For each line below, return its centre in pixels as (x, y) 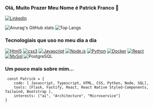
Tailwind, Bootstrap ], (29, 91)
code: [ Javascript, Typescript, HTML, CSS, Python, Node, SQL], (81, 83)
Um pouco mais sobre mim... (40, 69)
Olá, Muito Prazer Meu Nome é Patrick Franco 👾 (62, 8)
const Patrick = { (26, 79)
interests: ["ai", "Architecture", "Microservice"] (67, 96)
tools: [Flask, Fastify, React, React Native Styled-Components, (81, 87)
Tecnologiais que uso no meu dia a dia (51, 40)
